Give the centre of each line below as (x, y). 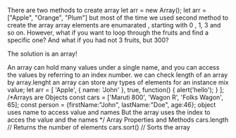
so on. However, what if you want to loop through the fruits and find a (108, 32)
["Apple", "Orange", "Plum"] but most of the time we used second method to (118, 18)
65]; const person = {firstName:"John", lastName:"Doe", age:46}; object (112, 105)
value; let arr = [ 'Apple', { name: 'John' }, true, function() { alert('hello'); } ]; (116, 90)
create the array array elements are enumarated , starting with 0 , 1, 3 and (114, 25)
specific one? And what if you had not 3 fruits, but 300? (88, 40)
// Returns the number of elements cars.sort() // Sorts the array (99, 127)
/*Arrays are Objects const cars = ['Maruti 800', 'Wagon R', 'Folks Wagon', (115, 97)
